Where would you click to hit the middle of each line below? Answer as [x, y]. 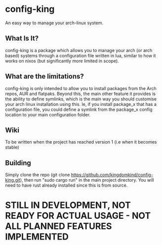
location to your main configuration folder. [48, 114]
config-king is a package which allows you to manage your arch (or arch [79, 50]
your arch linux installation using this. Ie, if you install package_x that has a [81, 104]
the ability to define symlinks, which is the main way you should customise [81, 99]
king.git [13, 180]
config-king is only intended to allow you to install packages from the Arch [81, 88]
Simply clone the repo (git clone [38, 175]
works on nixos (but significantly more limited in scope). [62, 61]
